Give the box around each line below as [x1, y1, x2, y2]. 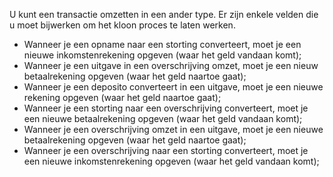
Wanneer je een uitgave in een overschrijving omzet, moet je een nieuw [23, 60, 319, 71]
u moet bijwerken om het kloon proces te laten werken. [9, 19, 236, 31]
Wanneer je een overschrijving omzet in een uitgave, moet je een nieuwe [23, 124, 324, 135]
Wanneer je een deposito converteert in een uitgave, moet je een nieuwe [23, 81, 324, 93]
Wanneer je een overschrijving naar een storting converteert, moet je [23, 145, 309, 156]
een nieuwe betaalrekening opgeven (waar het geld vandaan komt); [23, 113, 303, 124]
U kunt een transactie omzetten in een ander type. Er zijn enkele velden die [9, 9, 319, 20]
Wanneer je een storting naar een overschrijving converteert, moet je [23, 102, 309, 114]
